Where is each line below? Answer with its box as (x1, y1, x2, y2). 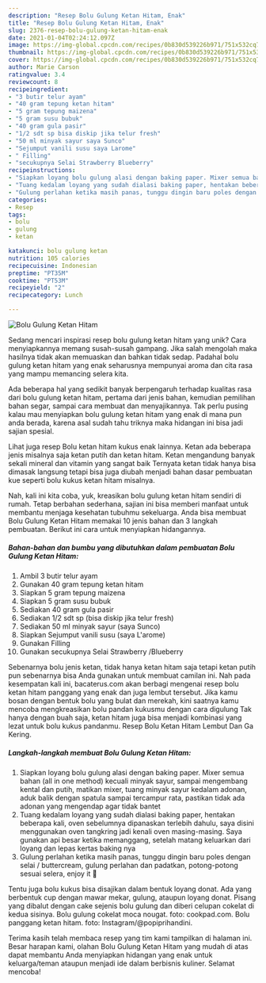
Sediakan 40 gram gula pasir (19, 604, 114, 614)
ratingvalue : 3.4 (8, 71, 66, 78)
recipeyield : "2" (8, 284, 66, 292)
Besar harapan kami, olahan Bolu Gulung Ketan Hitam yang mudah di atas (8, 941, 249, 951)
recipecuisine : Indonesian (8, 262, 97, 270)
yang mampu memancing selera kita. (8, 369, 129, 378)
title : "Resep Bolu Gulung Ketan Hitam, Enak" (8, 19, 165, 27)
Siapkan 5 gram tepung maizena (19, 587, 126, 597)
